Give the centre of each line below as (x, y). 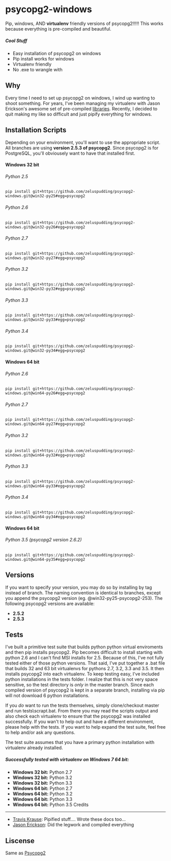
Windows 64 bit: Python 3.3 (42, 799)
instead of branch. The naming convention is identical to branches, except (83, 593)
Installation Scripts (36, 130)
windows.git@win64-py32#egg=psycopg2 (45, 455)
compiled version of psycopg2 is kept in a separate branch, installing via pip (85, 690)
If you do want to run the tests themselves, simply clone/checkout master (82, 705)
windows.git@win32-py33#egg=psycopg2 (45, 320)
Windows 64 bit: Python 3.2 (42, 794)
